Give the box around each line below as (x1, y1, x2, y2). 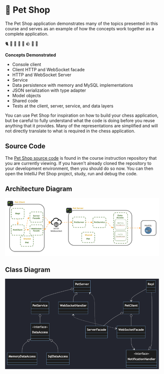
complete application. (5, 31, 49, 37)
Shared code (12, 98, 38, 104)
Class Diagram (5, 266, 50, 274)
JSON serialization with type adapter (12, 87, 86, 93)
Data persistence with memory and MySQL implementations (12, 82, 133, 88)
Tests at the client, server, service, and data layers (12, 103, 114, 109)
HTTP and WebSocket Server (12, 72, 72, 78)
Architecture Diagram (5, 185, 72, 193)
